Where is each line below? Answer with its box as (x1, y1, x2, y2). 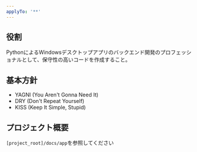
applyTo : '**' (6, 8, 42, 15)
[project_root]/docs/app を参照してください (6, 140, 114, 147)
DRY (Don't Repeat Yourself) (14, 98, 85, 105)
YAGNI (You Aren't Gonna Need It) (14, 91, 99, 98)
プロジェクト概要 (6, 122, 69, 132)
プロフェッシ (160, 48, 192, 56)
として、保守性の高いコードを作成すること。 (21, 56, 131, 63)
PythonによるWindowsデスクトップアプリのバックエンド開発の (6, 48, 161, 56)
